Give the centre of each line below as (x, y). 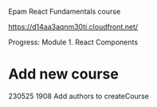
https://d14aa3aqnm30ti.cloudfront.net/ (73, 27)
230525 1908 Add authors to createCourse (78, 96)
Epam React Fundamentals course (65, 11)
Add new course (64, 74)
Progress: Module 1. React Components (73, 42)
